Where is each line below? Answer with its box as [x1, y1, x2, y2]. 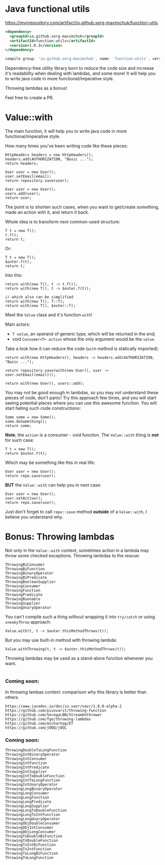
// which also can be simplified [5, 295, 74, 300]
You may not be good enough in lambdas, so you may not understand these [5, 390, 159, 396]
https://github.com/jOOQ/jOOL [5, 725, 67, 730]
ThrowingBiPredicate [5, 575, 48, 580]
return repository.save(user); [5, 178, 69, 183]
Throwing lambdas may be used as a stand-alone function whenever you [5, 655, 153, 662]
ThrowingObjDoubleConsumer [5, 821, 60, 826]
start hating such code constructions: [5, 405, 81, 411]
